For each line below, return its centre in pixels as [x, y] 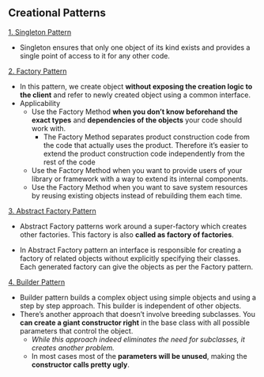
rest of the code [70, 162]
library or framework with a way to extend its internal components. [140, 179]
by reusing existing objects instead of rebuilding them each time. [137, 195]
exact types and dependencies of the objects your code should [137, 120]
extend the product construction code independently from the [144, 153]
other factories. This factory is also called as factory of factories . [127, 234]
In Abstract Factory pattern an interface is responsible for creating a [130, 250]
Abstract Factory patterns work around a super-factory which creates [133, 226]
